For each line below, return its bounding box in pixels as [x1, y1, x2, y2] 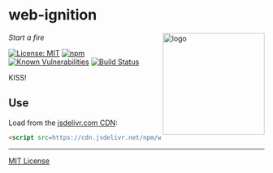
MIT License [8, 156, 50, 166]
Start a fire [8, 32, 45, 42]
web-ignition [8, 6, 97, 24]
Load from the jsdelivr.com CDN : [8, 118, 118, 128]
